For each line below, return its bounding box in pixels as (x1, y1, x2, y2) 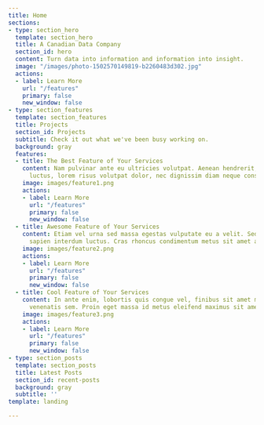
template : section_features (15, 114, 108, 122)
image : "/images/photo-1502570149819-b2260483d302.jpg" (15, 63, 202, 71)
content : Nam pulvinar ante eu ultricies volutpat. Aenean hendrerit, (22, 165, 258, 173)
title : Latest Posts (15, 369, 82, 376)
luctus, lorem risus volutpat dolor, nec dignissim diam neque (28, 172, 241, 180)
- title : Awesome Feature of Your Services (15, 223, 159, 231)
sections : (8, 19, 41, 27)
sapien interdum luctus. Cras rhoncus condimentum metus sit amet (28, 238, 251, 245)
